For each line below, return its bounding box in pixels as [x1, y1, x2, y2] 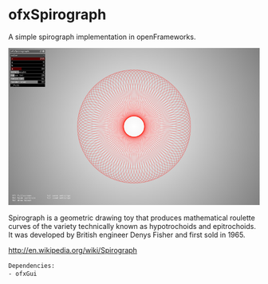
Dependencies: [8, 262, 56, 270]
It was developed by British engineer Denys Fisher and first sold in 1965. [8, 230, 246, 239]
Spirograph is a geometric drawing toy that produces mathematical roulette [8, 213, 255, 223]
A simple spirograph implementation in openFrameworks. [8, 32, 196, 41]
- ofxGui [8, 270, 37, 278]
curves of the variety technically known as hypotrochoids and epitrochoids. [8, 221, 257, 231]
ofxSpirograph [8, 6, 107, 24]
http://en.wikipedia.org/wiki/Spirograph [8, 245, 138, 254]
